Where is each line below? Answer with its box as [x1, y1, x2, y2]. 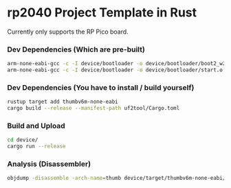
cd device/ [7, 137, 38, 143]
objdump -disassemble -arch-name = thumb [7, 175, 122, 182]
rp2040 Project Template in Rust [7, 5, 197, 21]
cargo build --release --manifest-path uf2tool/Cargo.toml [7, 105, 180, 112]
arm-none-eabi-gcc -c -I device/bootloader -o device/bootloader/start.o [7, 67, 223, 73]
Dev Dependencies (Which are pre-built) [7, 45, 146, 54]
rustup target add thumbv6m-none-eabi [7, 98, 118, 106]
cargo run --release [7, 143, 67, 150]
